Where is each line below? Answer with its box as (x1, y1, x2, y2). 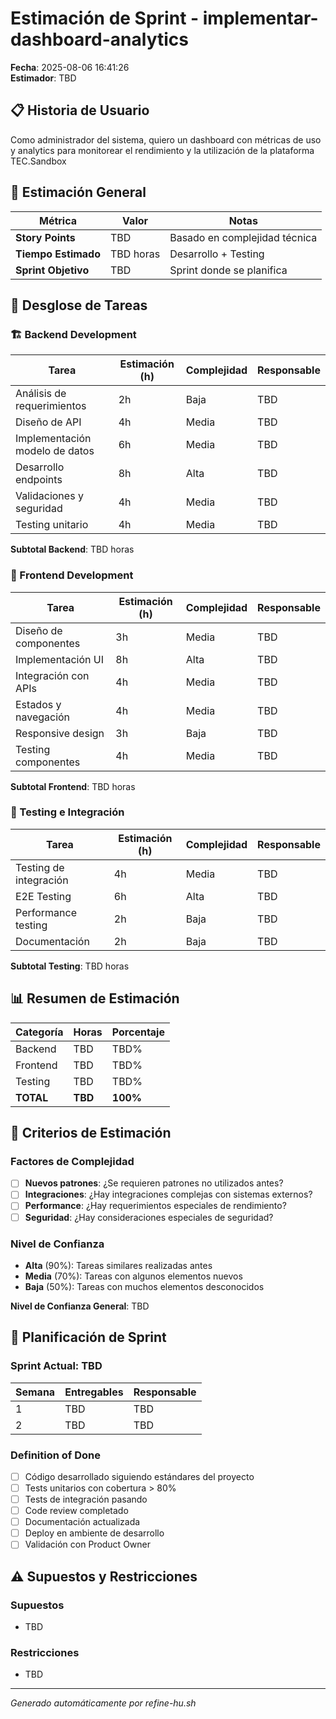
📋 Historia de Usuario (10, 102, 150, 119)
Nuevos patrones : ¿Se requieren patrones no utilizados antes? (24, 1177, 284, 1189)
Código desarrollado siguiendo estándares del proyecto (24, 1470, 255, 1482)
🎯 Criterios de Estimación (10, 1125, 172, 1142)
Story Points (15, 230, 76, 244)
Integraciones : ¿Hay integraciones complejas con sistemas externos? (24, 1188, 313, 1201)
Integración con (15, 668, 90, 682)
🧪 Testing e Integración (10, 805, 125, 819)
